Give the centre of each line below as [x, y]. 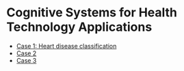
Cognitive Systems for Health [92, 13]
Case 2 [26, 53]
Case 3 [26, 60]
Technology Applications [79, 27]
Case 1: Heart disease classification [66, 46]
